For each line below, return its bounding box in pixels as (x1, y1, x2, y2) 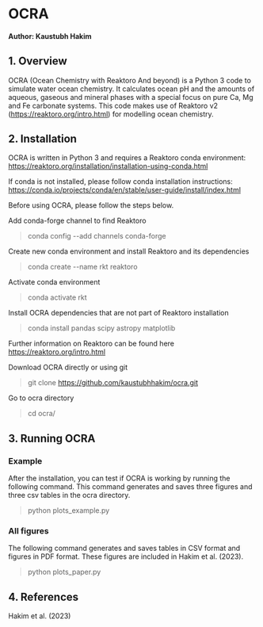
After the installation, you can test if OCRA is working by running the (8, 473, 231, 484)
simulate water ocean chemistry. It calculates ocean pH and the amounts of (8, 84, 255, 94)
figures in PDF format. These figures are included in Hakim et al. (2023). (8, 552, 244, 561)
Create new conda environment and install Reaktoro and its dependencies (8, 247, 250, 256)
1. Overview (8, 55, 67, 68)
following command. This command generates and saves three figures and (8, 482, 253, 491)
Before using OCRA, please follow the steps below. (8, 201, 174, 210)
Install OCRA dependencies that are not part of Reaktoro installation (8, 308, 230, 318)
